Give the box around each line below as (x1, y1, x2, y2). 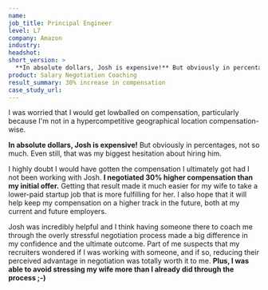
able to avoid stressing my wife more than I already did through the (8, 264, 235, 274)
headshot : (8, 49, 41, 57)
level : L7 (8, 26, 41, 34)
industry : (8, 42, 41, 50)
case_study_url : (8, 85, 62, 94)
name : (8, 11, 26, 20)
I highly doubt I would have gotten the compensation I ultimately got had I (8, 165, 250, 174)
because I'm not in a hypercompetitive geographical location (8, 117, 207, 126)
